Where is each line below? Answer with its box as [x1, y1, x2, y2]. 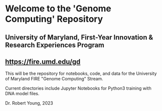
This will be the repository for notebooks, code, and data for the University [5, 71, 157, 76]
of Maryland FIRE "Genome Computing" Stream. [5, 76, 104, 82]
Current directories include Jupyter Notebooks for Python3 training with [5, 85, 152, 91]
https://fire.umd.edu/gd [5, 57, 81, 66]
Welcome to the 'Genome [5, 3, 112, 14]
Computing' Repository [5, 13, 103, 25]
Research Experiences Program [5, 40, 105, 49]
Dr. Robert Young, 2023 [5, 100, 53, 106]
